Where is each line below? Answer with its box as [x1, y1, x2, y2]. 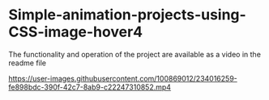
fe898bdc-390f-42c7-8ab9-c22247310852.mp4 [8, 82, 172, 92]
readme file [8, 58, 47, 68]
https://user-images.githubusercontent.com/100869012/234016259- [8, 73, 237, 83]
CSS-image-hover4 [8, 23, 143, 41]
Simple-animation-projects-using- [8, 6, 247, 24]
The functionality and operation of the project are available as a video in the [8, 49, 262, 59]
